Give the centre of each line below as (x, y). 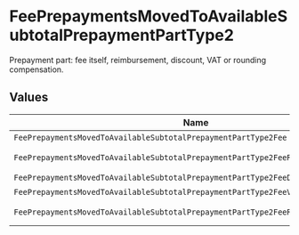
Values (29, 97)
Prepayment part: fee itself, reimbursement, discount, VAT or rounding (138, 60)
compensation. (36, 69)
